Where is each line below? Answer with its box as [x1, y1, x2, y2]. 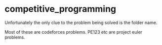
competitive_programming [4, 3, 117, 15]
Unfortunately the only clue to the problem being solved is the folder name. [4, 20, 158, 25]
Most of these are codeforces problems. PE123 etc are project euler [4, 29, 143, 35]
